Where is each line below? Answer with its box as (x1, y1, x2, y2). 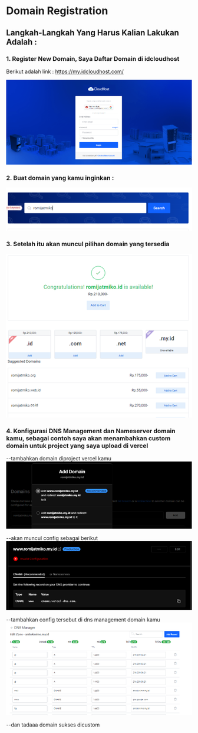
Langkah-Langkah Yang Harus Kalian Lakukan (6, 28, 180, 38)
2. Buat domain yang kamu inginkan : (6, 174, 114, 182)
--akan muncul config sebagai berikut (6, 535, 98, 542)
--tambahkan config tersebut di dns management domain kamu (6, 616, 160, 623)
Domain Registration (6, 4, 108, 18)
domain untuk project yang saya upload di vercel (6, 441, 148, 450)
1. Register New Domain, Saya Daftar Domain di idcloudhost (6, 54, 180, 63)
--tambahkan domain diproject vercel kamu (6, 455, 112, 462)
